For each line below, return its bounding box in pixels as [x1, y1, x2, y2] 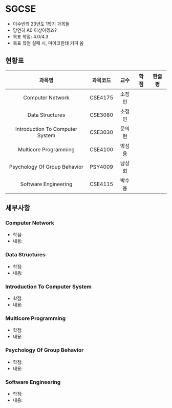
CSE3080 [89, 111, 114, 118]
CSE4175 [89, 94, 114, 101]
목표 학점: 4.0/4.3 [12, 33, 49, 39]
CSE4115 [89, 180, 114, 188]
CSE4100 [89, 146, 114, 153]
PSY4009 [89, 163, 114, 170]
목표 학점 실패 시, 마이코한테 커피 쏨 [12, 39, 84, 46]
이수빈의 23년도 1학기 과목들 [12, 21, 70, 27]
